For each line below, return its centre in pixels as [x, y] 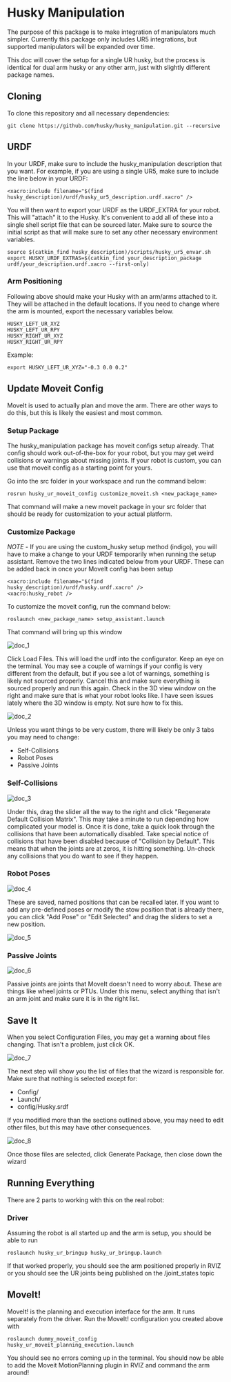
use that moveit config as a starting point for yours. [80, 468]
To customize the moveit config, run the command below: [89, 607]
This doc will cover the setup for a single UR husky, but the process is [106, 59]
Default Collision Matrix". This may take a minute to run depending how [108, 819]
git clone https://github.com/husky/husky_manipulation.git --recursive [114, 126]
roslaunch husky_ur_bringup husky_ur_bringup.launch [84, 1253]
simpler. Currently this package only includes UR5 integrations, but [102, 39]
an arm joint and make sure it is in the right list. [73, 999]
